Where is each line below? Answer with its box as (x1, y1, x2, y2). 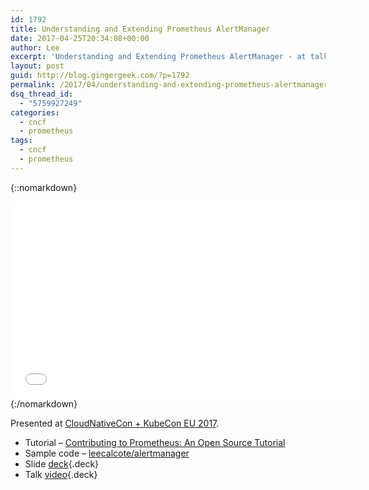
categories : (10, 107, 60, 118)
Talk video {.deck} (24, 468, 98, 480)
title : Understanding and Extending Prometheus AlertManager (10, 24, 271, 34)
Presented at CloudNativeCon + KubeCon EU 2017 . (10, 417, 220, 429)
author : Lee (10, 42, 60, 53)
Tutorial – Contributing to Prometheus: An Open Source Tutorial (24, 436, 286, 448)
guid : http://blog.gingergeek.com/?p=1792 (10, 71, 190, 81)
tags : (10, 136, 33, 146)
